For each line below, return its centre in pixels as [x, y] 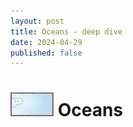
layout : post [37, 21]
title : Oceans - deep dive [66, 31]
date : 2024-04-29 [46, 42]
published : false [46, 53]
